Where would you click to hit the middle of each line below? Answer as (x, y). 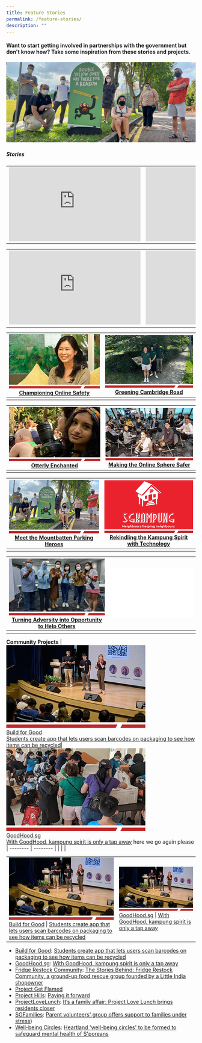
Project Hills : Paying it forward (52, 995)
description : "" (26, 25)
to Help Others (57, 626)
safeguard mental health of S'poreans (62, 1033)
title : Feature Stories (36, 13)
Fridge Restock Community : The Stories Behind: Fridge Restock (94, 970)
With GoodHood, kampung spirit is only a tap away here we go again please (100, 842)
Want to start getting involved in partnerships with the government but (96, 45)
